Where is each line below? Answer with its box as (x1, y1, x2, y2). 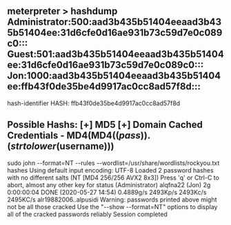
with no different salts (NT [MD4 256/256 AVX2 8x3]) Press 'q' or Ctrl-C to (7, 173, 219, 182)
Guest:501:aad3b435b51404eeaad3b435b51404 (7, 48, 224, 61)
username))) (59, 140, 115, 152)
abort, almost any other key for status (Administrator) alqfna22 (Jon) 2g (7, 180, 211, 189)
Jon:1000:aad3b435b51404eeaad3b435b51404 (7, 70, 221, 82)
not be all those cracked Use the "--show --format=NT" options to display (7, 202, 218, 211)
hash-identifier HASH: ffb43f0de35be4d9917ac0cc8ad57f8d (7, 99, 181, 107)
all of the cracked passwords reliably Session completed (7, 210, 168, 218)
